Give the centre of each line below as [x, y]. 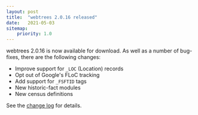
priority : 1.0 [34, 34]
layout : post [22, 12]
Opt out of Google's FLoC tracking [57, 75]
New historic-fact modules [48, 88]
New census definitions [44, 94]
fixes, [13, 57]
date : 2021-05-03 [31, 23]
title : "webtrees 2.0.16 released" [52, 17]
